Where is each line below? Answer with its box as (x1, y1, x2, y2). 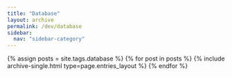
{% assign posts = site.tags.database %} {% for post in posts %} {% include (7, 54, 225, 63)
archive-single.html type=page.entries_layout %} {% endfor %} (7, 62, 188, 70)
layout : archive (7, 16, 54, 23)
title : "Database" (7, 10, 60, 17)
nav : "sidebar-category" (13, 36, 85, 43)
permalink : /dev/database (7, 23, 82, 30)
